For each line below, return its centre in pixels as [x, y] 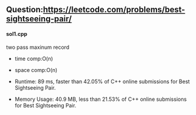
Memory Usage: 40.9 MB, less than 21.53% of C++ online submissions [101, 99]
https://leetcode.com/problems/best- [114, 10]
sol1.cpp [17, 34]
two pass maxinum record [38, 47]
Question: [25, 10]
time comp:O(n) [34, 58]
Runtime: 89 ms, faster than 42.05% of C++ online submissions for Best [102, 81]
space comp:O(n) [36, 70]
